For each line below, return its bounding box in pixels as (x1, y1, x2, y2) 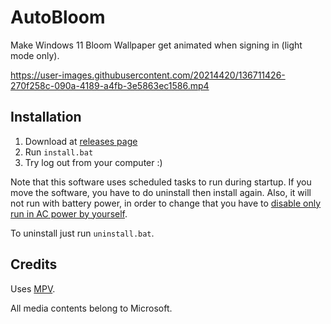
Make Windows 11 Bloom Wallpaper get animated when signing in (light (10, 39, 303, 51)
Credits (10, 256, 58, 273)
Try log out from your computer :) (24, 156, 163, 168)
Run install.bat (24, 146, 94, 158)
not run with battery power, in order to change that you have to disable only (10, 197, 322, 209)
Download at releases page (24, 135, 138, 147)
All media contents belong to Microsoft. (10, 302, 173, 314)
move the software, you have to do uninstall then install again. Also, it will (10, 186, 312, 198)
